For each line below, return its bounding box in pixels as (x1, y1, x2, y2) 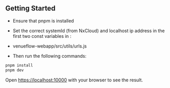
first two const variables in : (12, 33, 72, 39)
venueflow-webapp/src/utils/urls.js (12, 43, 87, 49)
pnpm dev (5, 68, 24, 73)
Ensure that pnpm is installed (12, 17, 74, 24)
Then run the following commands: (12, 53, 87, 59)
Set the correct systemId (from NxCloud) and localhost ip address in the (12, 28, 165, 34)
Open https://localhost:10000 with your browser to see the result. (5, 77, 143, 83)
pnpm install (5, 62, 33, 68)
